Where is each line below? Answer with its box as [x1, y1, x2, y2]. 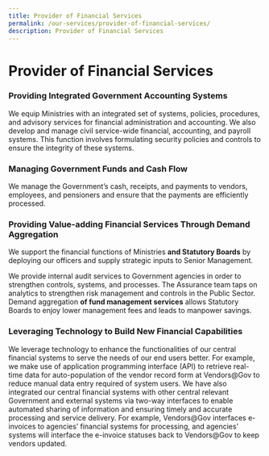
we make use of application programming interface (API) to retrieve [8, 361, 232, 371]
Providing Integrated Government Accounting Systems [8, 90, 228, 102]
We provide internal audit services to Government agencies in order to [8, 271, 242, 281]
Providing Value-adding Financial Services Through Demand [8, 219, 250, 230]
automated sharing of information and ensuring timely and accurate [8, 404, 233, 414]
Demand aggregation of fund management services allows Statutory [8, 297, 239, 307]
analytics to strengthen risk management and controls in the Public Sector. [8, 288, 256, 299]
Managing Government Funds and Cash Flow [8, 163, 188, 174]
